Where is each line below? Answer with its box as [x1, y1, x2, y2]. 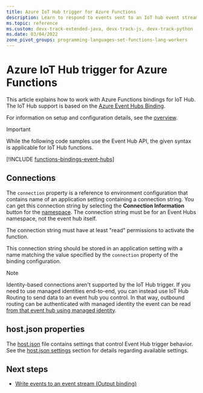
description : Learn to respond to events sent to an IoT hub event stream [6, 15, 199, 21]
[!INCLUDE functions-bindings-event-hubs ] [6, 155, 115, 163]
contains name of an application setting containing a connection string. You [6, 195, 195, 203]
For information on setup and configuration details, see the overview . [6, 114, 178, 121]
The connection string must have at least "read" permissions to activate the [6, 226, 195, 233]
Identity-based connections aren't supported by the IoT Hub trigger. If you [6, 281, 191, 288]
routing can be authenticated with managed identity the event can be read [6, 300, 192, 307]
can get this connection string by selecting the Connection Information [6, 202, 185, 209]
